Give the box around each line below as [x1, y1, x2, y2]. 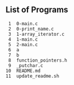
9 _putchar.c [8, 62, 44, 68]
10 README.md [5, 68, 41, 74]
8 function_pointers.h [8, 57, 67, 63]
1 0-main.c [8, 20, 38, 26]
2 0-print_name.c [8, 26, 54, 32]
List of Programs [5, 5, 69, 15]
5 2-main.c [8, 41, 38, 47]
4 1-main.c [8, 36, 38, 42]
